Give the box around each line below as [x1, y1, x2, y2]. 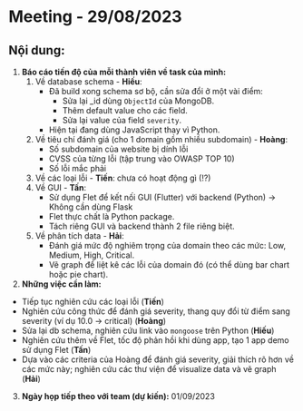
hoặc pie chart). [48, 269, 109, 279]
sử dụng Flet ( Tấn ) [21, 345, 92, 355]
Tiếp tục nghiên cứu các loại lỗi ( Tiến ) [21, 297, 165, 307]
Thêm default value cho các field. [62, 105, 188, 115]
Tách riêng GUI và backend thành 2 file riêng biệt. [48, 220, 235, 231]
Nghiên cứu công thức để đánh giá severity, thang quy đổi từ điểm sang [21, 306, 291, 317]
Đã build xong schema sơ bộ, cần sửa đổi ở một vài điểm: [48, 86, 264, 96]
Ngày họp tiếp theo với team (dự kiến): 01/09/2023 [21, 391, 215, 401]
